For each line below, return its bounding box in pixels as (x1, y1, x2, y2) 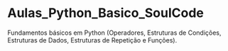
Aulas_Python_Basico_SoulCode (7, 5, 205, 21)
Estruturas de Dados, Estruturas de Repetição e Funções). (7, 35, 178, 44)
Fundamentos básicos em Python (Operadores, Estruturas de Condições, (7, 28, 222, 37)
